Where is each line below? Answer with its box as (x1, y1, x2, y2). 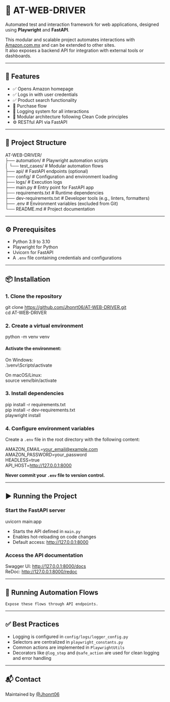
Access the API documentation (5, 551, 83, 558)
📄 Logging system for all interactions (12, 108, 90, 114)
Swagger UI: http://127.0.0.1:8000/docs (5, 563, 86, 570)
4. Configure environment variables (5, 425, 95, 432)
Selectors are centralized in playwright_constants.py (12, 639, 123, 645)
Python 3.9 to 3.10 (12, 238, 51, 245)
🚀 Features (5, 72, 40, 81)
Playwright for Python (12, 244, 58, 250)
